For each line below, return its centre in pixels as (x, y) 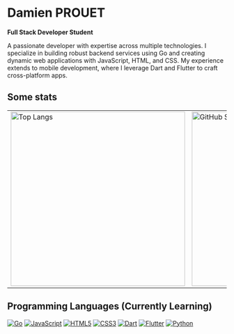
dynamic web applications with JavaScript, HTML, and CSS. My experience (116, 60)
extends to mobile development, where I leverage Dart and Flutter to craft (112, 68)
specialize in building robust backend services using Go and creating (106, 53)
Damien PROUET (56, 13)
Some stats (32, 97)
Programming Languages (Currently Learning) (110, 306)
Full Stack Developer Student (50, 32)
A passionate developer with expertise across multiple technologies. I (107, 45)
